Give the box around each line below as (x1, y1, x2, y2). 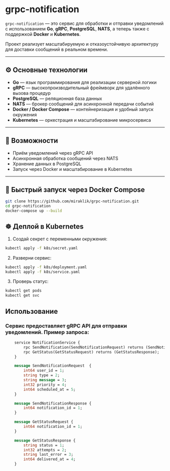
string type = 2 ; (23, 373, 60, 378)
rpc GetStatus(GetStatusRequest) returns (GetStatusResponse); (23, 349, 159, 354)
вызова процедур (12, 90, 51, 96)
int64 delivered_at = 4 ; (23, 457, 76, 462)
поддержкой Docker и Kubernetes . (5, 31, 81, 37)
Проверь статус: (12, 278, 49, 284)
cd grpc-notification (5, 204, 51, 209)
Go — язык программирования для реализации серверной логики (12, 79, 157, 85)
